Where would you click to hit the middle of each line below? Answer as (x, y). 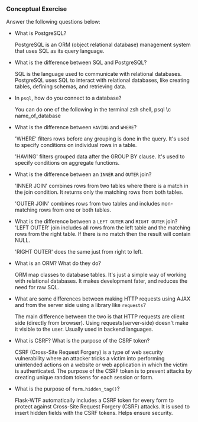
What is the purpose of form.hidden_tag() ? (67, 389)
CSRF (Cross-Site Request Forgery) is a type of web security (89, 352)
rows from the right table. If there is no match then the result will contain (103, 234)
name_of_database (38, 116)
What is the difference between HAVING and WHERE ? (76, 127)
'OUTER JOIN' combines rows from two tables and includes (87, 204)
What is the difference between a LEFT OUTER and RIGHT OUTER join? (96, 222)
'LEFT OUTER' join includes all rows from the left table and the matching (103, 228)
